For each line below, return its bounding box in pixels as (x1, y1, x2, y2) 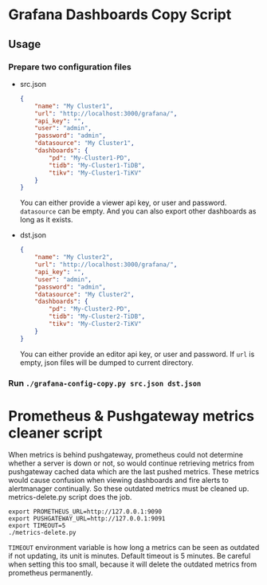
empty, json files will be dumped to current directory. (19, 357, 194, 367)
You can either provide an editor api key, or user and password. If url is (19, 349, 255, 359)
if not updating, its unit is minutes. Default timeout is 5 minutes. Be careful (8, 552, 251, 561)
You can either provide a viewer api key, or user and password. (19, 198, 227, 208)
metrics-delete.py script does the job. (8, 493, 132, 502)
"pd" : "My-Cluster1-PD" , (49, 154, 132, 162)
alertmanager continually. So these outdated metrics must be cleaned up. (8, 484, 249, 493)
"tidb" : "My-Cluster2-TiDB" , (49, 312, 146, 320)
